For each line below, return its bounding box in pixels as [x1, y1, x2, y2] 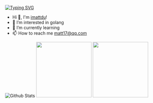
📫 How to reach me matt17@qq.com [12, 30, 87, 36]
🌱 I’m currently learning [12, 25, 60, 31]
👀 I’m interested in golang [12, 20, 64, 25]
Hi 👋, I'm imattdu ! [12, 14, 48, 20]
